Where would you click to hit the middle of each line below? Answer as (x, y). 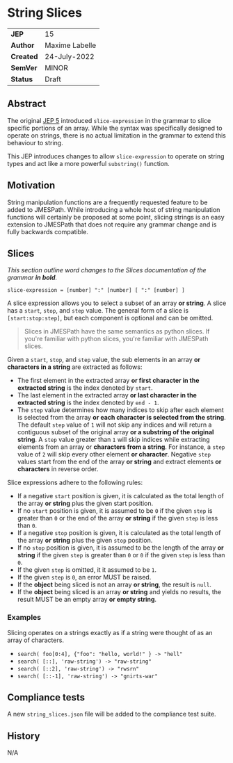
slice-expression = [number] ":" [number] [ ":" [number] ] (96, 290)
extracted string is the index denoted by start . (85, 388)
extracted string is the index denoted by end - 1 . (88, 403)
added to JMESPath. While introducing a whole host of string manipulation (114, 209)
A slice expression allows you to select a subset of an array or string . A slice (117, 303)
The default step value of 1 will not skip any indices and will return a (114, 425)
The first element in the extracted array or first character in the (108, 381)
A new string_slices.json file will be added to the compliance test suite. (112, 714)
